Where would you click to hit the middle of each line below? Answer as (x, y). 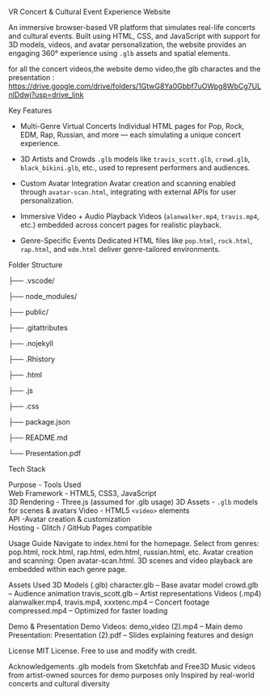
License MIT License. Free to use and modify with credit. (103, 651)
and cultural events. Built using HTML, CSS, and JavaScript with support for (135, 36)
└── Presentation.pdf (45, 453)
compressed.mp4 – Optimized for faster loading (88, 611)
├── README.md (38, 438)
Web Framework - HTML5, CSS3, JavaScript (82, 493)
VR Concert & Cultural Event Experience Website (90, 12)
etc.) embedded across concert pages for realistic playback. (121, 225)
